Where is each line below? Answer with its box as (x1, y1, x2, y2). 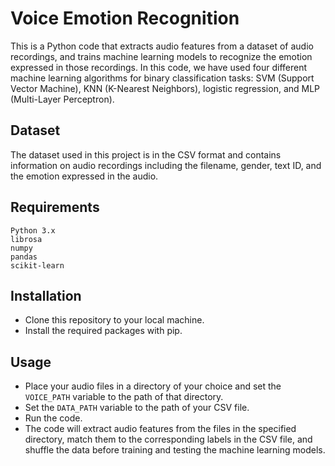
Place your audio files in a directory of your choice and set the (24, 380, 282, 392)
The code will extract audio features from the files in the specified (24, 423, 297, 435)
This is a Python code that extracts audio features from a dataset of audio (10, 40, 314, 52)
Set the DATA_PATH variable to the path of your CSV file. (24, 402, 250, 414)
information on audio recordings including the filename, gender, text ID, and (10, 159, 322, 171)
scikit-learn (10, 260, 65, 271)
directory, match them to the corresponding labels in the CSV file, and (24, 433, 313, 446)
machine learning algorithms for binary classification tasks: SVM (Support (10, 72, 315, 84)
